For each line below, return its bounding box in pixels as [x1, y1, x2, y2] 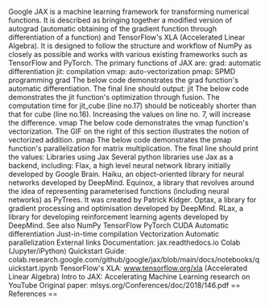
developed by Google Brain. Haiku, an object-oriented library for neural [8, 169, 244, 179]
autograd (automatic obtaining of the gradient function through [8, 24, 217, 33]
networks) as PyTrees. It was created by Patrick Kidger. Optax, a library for [8, 195, 257, 204]
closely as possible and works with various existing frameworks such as [8, 50, 248, 59]
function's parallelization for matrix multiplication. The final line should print [8, 144, 259, 153]
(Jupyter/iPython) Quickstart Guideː [8, 246, 126, 256]
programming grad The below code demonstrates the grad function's [8, 76, 239, 84]
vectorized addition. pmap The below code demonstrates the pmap [8, 135, 232, 144]
